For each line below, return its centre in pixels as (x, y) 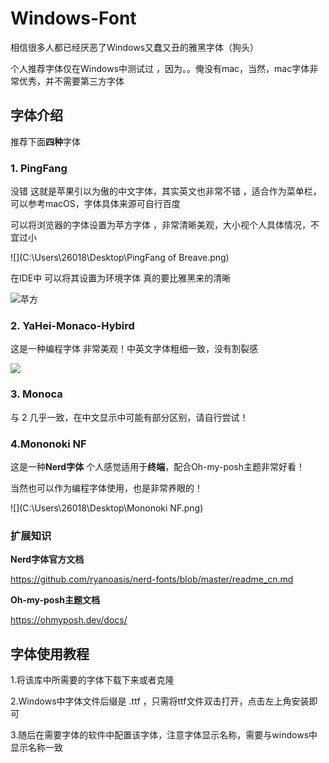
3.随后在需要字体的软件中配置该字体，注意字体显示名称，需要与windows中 (164, 735)
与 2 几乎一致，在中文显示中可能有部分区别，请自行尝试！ (129, 417)
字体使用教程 (50, 653)
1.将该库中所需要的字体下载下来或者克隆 (92, 680)
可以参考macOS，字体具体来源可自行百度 (95, 204)
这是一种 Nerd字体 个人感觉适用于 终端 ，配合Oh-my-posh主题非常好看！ (158, 466)
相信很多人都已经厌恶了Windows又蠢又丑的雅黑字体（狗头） (135, 47)
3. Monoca (36, 394)
